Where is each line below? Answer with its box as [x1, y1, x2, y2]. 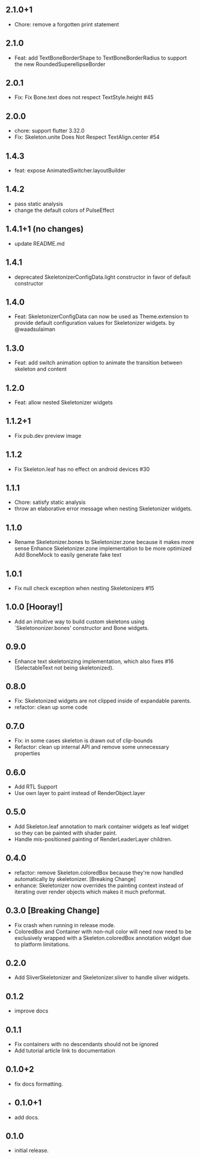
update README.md [14, 240, 65, 247]
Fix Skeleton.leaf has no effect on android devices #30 [14, 465, 150, 473]
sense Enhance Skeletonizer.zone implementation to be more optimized [14, 545, 192, 552]
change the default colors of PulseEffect [14, 207, 115, 214]
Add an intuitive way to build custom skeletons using [14, 618, 145, 625]
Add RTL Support [14, 783, 58, 790]
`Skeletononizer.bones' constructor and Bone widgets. [14, 624, 150, 631]
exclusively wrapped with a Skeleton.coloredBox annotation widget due [14, 934, 192, 942]
